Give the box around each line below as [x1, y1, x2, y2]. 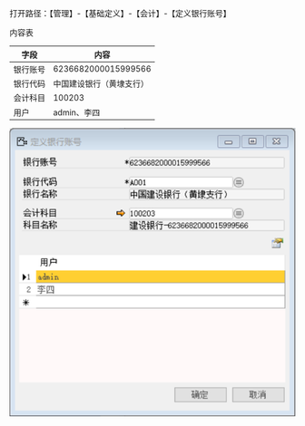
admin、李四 [53, 107, 101, 118]
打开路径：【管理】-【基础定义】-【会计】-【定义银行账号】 [9, 8, 231, 18]
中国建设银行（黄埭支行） [53, 78, 149, 89]
